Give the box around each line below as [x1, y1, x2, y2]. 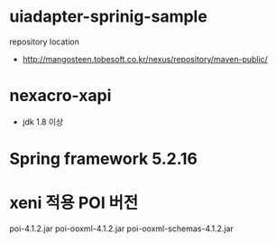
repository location [9, 36, 79, 47]
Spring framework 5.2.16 [9, 149, 199, 169]
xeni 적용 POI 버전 [9, 192, 138, 213]
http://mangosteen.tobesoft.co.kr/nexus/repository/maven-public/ [22, 53, 268, 64]
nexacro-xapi [9, 86, 112, 106]
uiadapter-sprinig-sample [9, 6, 208, 27]
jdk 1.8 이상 [22, 116, 64, 127]
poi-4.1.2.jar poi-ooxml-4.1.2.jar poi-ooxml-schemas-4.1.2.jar [9, 223, 235, 234]
